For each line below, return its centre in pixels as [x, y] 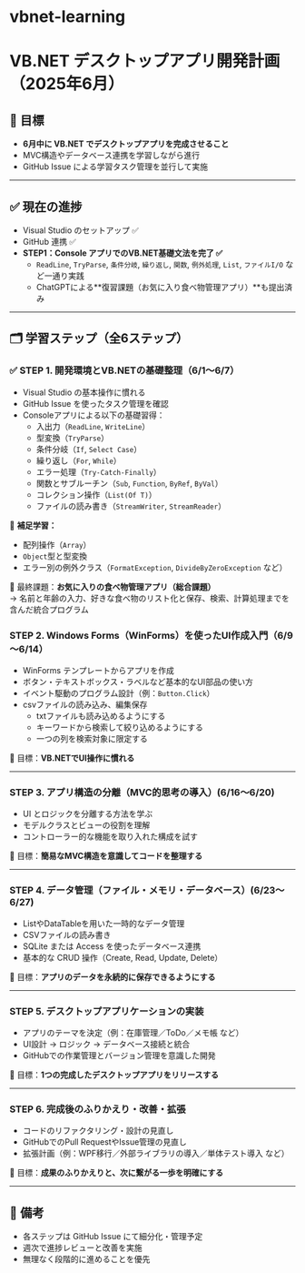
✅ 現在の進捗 [46, 207]
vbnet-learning [68, 17]
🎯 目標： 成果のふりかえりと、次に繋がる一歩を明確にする [117, 1173]
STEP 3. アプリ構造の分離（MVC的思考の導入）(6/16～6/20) [142, 792]
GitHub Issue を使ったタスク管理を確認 [96, 403]
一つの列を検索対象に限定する [92, 738]
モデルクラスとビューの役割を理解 [86, 825]
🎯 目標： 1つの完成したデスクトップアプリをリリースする [114, 1075]
